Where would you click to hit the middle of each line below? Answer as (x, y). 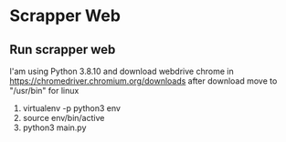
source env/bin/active (64, 118)
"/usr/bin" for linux (44, 91)
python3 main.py (54, 127)
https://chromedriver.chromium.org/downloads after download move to (143, 81)
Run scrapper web (63, 50)
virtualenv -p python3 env (72, 108)
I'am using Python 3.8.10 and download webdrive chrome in (122, 71)
